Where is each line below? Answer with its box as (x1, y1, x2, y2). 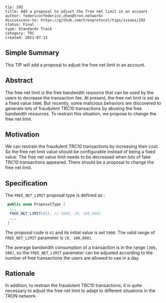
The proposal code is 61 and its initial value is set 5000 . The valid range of (5, 229, 155, 235)
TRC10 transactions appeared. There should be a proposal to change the (5, 159, 154, 165)
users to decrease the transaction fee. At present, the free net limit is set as (5, 95, 160, 101)
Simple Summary (5, 49, 60, 57)
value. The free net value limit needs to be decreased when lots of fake (5, 154, 151, 160)
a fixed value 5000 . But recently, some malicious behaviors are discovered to (5, 100, 162, 106)
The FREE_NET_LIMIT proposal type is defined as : (5, 192, 105, 199)
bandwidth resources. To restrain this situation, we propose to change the (5, 110, 157, 116)
